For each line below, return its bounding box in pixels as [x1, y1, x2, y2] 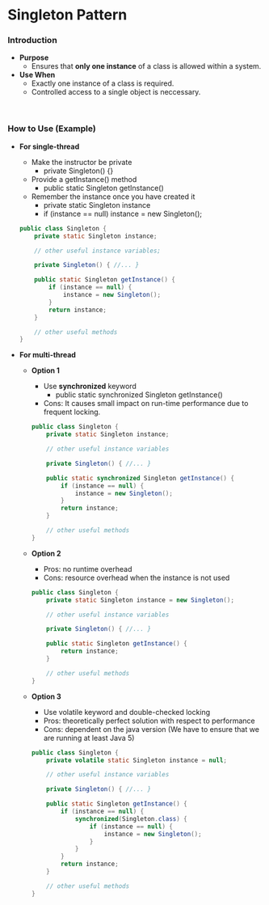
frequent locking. [43, 407, 101, 417]
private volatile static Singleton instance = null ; [46, 756, 228, 764]
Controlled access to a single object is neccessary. [31, 87, 201, 97]
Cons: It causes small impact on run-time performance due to [43, 399, 249, 408]
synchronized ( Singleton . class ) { [74, 814, 187, 823]
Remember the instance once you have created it [31, 192, 195, 201]
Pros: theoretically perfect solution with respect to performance [43, 716, 255, 725]
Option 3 [31, 691, 61, 701]
